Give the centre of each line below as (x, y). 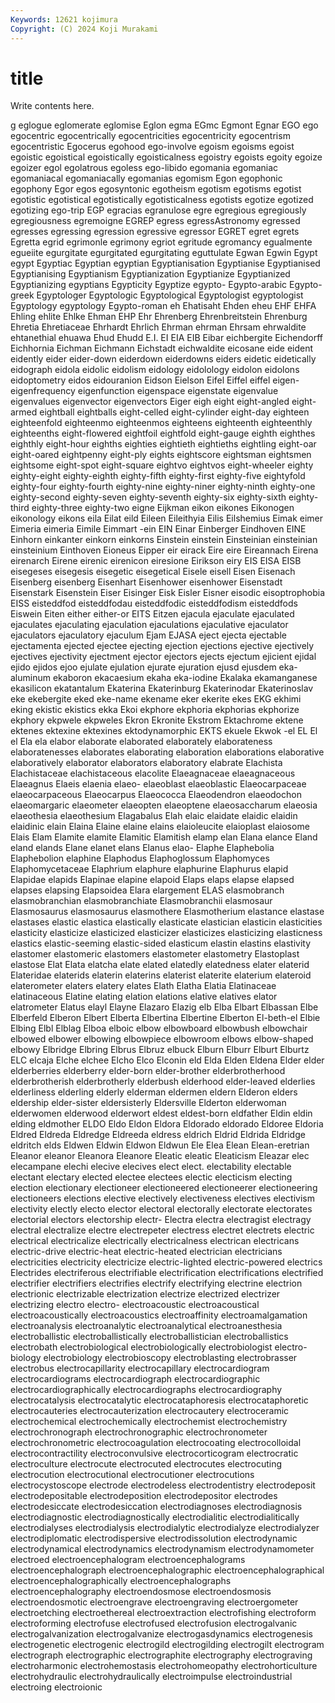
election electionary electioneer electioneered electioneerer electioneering (164, 1188)
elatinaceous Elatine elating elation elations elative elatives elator (144, 997)
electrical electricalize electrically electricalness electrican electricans (155, 1241)
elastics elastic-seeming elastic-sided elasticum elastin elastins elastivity (161, 943)
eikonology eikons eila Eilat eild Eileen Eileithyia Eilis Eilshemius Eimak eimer (167, 518)
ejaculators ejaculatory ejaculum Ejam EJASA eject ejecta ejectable (148, 635)
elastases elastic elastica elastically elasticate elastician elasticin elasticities (166, 922)
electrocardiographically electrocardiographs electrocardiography (146, 1390)
